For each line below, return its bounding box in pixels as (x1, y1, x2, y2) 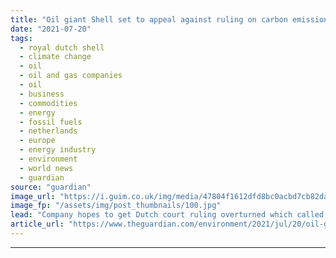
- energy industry (19, 145, 97, 155)
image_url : (10, 191, 56, 201)
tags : (10, 33, 33, 43)
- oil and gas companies (19, 71, 123, 81)
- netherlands (19, 126, 78, 136)
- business (19, 89, 65, 99)
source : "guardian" (10, 182, 92, 192)
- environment (19, 154, 78, 164)
